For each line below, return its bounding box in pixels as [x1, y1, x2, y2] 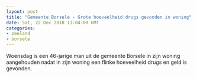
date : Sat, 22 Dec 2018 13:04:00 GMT [6, 19, 99, 25]
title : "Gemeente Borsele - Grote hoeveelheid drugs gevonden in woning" [6, 14, 192, 20]
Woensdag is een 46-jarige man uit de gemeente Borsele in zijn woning [6, 53, 180, 59]
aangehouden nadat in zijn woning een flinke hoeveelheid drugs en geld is [6, 58, 188, 66]
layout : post [6, 8, 38, 15]
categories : [6, 25, 35, 31]
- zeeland [6, 31, 31, 37]
